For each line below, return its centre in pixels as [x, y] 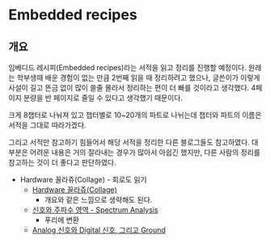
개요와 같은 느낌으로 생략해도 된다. [98, 200]
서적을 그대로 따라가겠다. [47, 125]
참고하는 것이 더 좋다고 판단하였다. [62, 162]
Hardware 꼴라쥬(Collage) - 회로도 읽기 [83, 180]
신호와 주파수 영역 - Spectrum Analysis [95, 210]
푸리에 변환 [61, 220]
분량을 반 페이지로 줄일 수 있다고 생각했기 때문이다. [103, 98]
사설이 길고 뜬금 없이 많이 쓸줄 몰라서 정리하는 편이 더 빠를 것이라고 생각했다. [129, 88]
